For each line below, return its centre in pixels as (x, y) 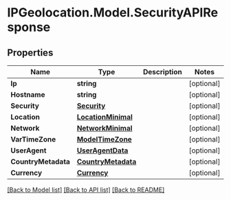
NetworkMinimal (104, 128)
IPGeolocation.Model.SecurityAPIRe (113, 13)
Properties (30, 53)
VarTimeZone (33, 139)
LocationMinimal (104, 117)
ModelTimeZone (104, 139)
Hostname (28, 95)
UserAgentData (102, 151)
